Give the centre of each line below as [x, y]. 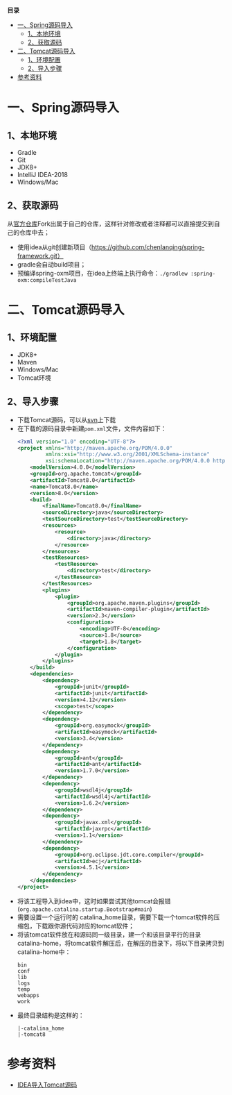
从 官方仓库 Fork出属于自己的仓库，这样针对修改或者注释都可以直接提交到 [111, 224]
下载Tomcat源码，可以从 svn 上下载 [66, 419]
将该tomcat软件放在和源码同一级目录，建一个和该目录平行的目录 [109, 934]
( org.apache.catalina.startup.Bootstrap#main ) [84, 909]
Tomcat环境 [34, 378]
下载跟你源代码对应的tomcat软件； [85, 926]
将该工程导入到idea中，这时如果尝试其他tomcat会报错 [94, 901]
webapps [28, 995]
